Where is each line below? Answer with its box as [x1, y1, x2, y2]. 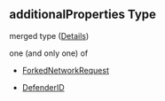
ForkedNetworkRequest [21, 65, 109, 75]
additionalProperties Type [9, 7, 157, 22]
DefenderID [21, 82, 65, 92]
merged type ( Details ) [9, 30, 90, 41]
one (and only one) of [9, 48, 89, 58]
